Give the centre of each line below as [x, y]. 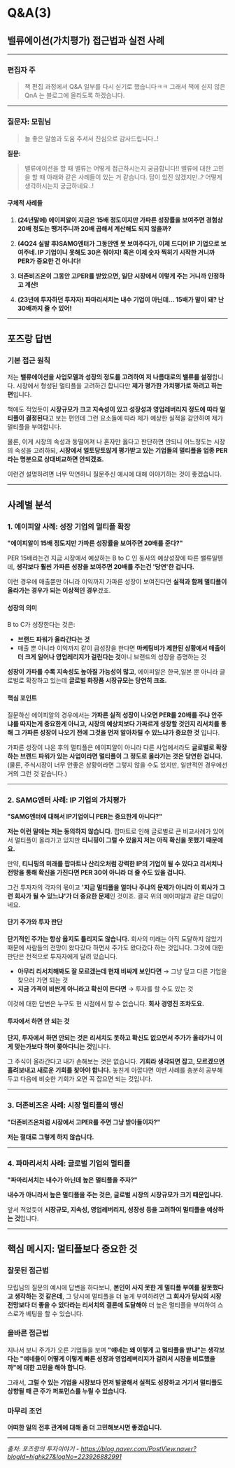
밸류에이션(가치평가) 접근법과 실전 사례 [86, 40]
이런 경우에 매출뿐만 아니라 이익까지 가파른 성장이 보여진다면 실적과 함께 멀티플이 [117, 581]
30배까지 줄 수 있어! [44, 308]
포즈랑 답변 [30, 339]
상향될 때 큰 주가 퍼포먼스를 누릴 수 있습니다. [67, 1391]
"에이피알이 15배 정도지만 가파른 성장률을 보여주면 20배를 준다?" [95, 543]
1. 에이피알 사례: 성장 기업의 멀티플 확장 [69, 526]
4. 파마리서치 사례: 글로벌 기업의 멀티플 [69, 1163]
